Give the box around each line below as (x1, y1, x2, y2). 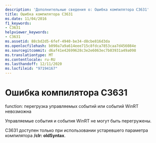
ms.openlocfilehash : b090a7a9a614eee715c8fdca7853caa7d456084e (5, 43, 136, 48)
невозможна (5, 108, 32, 114)
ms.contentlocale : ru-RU (5, 57, 56, 62)
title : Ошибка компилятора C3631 (5, 12, 73, 17)
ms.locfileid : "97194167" (5, 66, 58, 71)
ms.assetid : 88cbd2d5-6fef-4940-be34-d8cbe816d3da (5, 39, 110, 44)
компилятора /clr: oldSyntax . (5, 132, 66, 138)
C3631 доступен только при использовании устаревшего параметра (5, 127, 148, 133)
